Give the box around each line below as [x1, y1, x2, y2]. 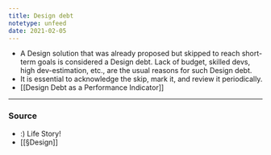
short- [241, 49, 263, 59]
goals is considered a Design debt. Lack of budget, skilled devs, [37, 57, 251, 67]
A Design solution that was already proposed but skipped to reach [19, 49, 240, 59]
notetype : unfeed [8, 19, 67, 27]
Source [8, 110, 38, 121]
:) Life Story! [19, 128, 62, 138]
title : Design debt [8, 11, 74, 20]
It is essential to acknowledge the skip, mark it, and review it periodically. [19, 74, 263, 84]
